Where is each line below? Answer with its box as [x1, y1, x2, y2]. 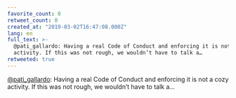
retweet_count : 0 [7, 17, 58, 24]
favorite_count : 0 [7, 10, 61, 17]
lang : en [7, 29, 33, 37]
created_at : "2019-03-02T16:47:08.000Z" [7, 23, 128, 30]
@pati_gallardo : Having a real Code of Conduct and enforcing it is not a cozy [7, 75, 229, 83]
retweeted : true [7, 56, 55, 63]
